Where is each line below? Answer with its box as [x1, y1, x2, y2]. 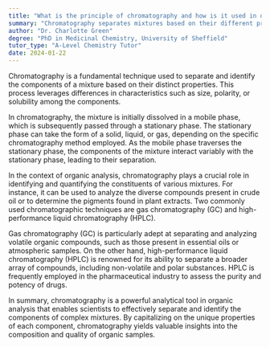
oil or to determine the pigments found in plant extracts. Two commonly [8, 196, 245, 206]
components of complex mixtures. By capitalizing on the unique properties [8, 312, 256, 322]
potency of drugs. [8, 280, 68, 289]
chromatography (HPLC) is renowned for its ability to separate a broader [8, 255, 247, 263]
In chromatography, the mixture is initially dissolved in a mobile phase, [8, 112, 241, 121]
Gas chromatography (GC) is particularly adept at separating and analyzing [8, 229, 257, 238]
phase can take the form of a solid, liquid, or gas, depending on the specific [8, 129, 259, 139]
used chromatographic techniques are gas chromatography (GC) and [8, 205, 237, 214]
